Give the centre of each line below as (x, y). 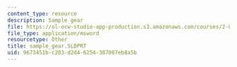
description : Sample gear (45, 20)
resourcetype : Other (38, 40)
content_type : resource (42, 14)
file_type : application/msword (53, 33)
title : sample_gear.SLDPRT (47, 46)
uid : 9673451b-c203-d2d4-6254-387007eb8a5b (72, 53)
